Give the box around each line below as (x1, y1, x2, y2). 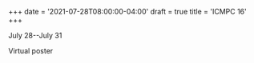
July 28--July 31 (8, 31, 62, 40)
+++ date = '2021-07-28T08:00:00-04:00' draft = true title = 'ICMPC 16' (8, 7, 247, 16)
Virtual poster (8, 46, 54, 55)
